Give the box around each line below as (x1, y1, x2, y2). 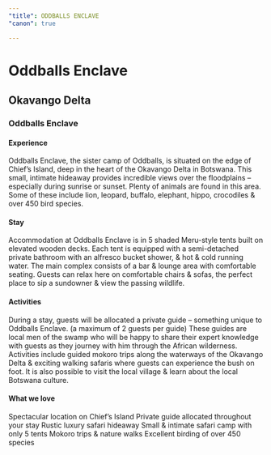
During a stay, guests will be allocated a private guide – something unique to (8, 315, 263, 325)
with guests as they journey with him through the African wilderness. (8, 341, 238, 351)
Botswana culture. (8, 375, 69, 385)
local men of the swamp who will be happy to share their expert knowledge (8, 332, 259, 342)
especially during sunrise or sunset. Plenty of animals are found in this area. (8, 181, 261, 191)
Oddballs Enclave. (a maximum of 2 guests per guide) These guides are (8, 323, 248, 333)
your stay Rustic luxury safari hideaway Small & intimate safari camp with (8, 420, 252, 430)
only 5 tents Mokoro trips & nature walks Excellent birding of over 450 (8, 428, 241, 438)
